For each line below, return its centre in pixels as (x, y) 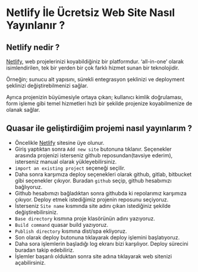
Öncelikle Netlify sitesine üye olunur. (59, 143)
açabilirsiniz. (30, 262)
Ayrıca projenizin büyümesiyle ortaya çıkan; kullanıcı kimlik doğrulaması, (95, 97)
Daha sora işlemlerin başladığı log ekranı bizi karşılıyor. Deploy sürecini (101, 243)
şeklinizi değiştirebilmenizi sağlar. (47, 86)
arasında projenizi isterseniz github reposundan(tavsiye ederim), (94, 155)
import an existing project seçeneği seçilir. (70, 168)
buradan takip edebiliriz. (44, 250)
